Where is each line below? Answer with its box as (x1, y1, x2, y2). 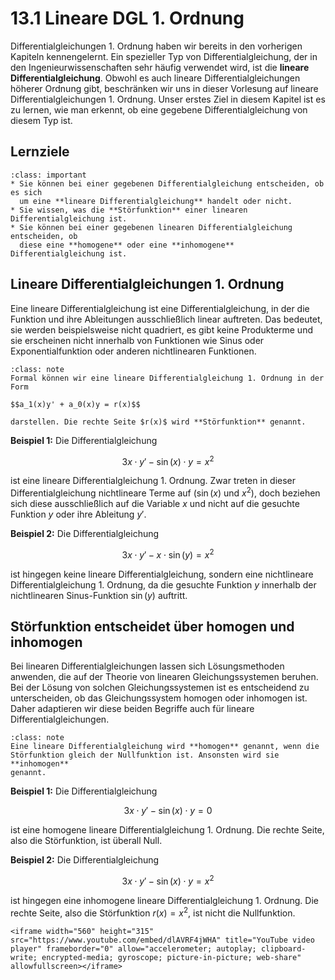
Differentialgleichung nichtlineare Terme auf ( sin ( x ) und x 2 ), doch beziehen (10, 485, 321, 499)
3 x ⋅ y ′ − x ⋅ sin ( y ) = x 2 (121, 547, 215, 561)
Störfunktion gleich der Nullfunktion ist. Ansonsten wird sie (10, 750, 280, 761)
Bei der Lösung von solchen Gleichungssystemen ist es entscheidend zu (10, 682, 310, 694)
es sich (10, 187, 43, 197)
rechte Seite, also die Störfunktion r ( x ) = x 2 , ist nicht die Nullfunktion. (10, 905, 296, 919)
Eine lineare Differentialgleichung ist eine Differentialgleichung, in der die (10, 302, 310, 314)
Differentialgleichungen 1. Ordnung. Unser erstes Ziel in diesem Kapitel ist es (10, 93, 326, 105)
